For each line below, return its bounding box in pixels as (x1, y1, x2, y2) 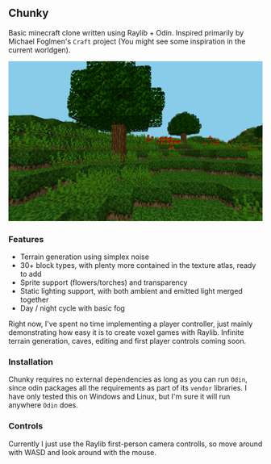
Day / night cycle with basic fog (19, 303, 125, 313)
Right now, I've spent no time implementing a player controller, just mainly (8, 319, 253, 329)
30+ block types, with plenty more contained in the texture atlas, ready (19, 261, 256, 270)
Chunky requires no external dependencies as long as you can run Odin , (8, 374, 248, 384)
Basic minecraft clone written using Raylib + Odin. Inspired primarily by (8, 27, 244, 37)
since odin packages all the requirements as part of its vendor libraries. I (8, 383, 248, 393)
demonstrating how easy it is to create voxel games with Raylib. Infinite (8, 328, 244, 337)
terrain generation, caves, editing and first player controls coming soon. (8, 337, 247, 346)
